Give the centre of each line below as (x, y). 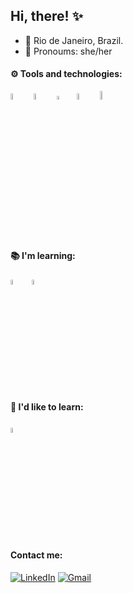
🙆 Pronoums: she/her (68, 51)
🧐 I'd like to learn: (47, 407)
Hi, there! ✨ (46, 16)
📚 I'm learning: (43, 255)
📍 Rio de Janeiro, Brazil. (74, 40)
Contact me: (36, 555)
